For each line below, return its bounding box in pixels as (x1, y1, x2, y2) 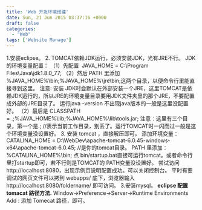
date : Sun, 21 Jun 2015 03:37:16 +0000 (6, 15, 107, 21)
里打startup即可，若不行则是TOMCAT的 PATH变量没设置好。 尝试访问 (6, 159, 180, 166)
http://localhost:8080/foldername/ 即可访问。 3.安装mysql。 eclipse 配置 (6, 182, 189, 189)
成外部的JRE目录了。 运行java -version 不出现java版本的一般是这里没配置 (6, 100, 189, 107)
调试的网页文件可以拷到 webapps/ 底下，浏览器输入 (6, 174, 135, 182)
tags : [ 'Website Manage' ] (6, 37, 71, 43)
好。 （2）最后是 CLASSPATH (6, 107, 80, 114)
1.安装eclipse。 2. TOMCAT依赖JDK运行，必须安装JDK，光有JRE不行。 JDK (6, 54, 196, 61)
